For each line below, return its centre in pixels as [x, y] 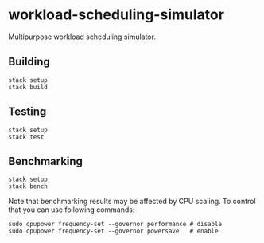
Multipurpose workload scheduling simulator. [82, 37]
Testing [27, 112]
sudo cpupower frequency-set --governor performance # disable [115, 225]
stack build [28, 87]
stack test [26, 137]
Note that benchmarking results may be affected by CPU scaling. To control [132, 202]
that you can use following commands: [72, 210]
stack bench [28, 186]
